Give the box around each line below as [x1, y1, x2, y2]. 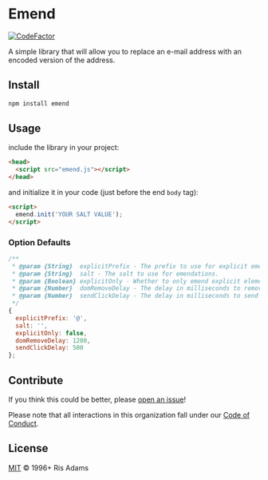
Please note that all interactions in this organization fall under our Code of [8, 411, 250, 420]
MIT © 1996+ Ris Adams [8, 462, 89, 472]
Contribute [8, 373, 64, 387]
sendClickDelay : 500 [15, 344, 84, 352]
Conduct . [8, 419, 39, 428]
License [8, 442, 49, 455]
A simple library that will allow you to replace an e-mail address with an [8, 46, 242, 56]
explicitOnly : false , [15, 329, 88, 337]
